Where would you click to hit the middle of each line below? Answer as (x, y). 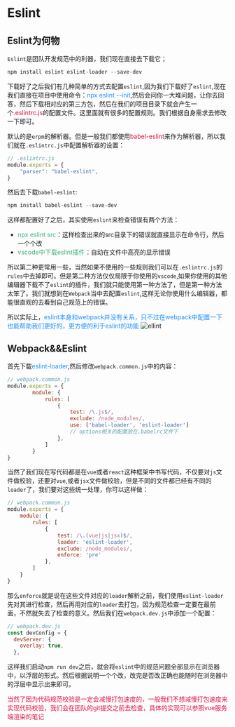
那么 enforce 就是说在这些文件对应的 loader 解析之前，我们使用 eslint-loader (115, 595)
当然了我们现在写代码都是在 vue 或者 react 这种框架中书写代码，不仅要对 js (112, 472)
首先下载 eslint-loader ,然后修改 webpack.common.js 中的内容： (93, 366)
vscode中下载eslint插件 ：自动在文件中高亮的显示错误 (94, 252)
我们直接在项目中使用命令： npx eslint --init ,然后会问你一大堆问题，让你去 (113, 95)
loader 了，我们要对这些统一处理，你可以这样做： (78, 490)
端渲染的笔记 (26, 716)
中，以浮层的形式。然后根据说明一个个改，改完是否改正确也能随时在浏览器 (114, 676)
